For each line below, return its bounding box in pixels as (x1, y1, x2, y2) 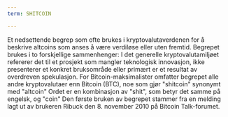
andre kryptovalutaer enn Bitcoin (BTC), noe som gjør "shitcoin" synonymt (7, 79, 221, 88)
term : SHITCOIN (7, 10, 52, 17)
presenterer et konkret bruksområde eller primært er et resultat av (7, 65, 198, 73)
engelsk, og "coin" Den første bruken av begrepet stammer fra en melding (7, 95, 222, 103)
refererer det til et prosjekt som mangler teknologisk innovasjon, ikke (7, 57, 205, 66)
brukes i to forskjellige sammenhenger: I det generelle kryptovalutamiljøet (7, 50, 219, 58)
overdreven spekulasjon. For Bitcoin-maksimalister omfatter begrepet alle (7, 72, 219, 81)
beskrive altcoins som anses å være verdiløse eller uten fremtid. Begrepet (7, 42, 220, 51)
